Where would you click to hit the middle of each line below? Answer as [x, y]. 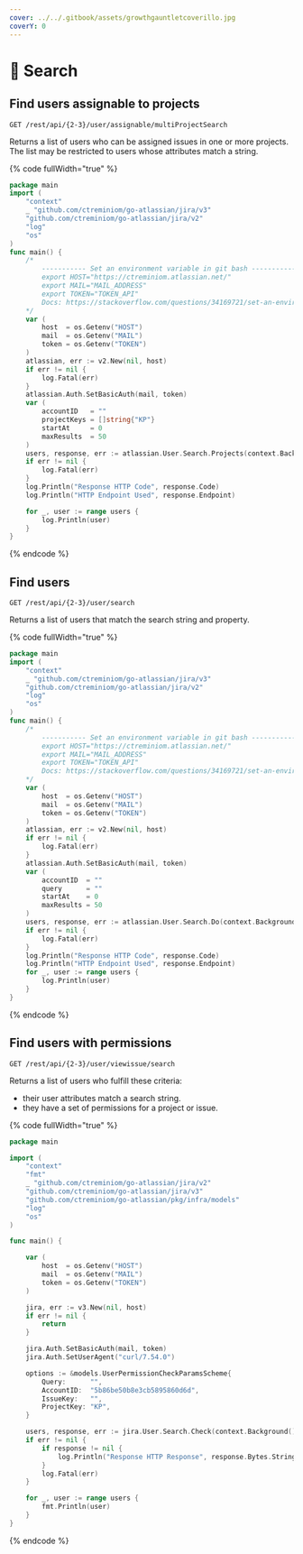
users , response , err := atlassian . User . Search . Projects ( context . [153, 453]
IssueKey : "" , [72, 1399]
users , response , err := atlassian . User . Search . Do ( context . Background [161, 922]
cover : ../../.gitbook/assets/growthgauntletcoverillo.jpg [123, 18]
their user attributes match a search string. [102, 1098]
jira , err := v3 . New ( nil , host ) [86, 1307]
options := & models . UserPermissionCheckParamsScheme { [129, 1373]
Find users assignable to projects [105, 104]
